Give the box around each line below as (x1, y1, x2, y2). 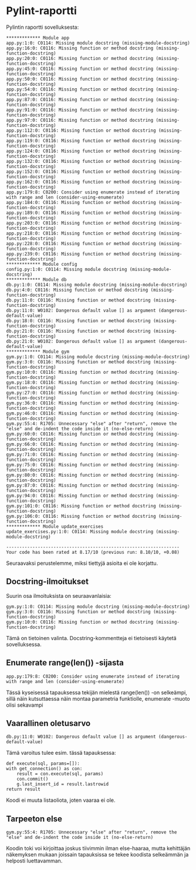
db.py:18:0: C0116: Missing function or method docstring (6, 317, 151, 324)
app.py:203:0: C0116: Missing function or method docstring (6, 220, 157, 226)
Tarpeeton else (6, 814, 63, 824)
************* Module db (6, 276, 67, 283)
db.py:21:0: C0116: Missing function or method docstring (6, 328, 151, 334)
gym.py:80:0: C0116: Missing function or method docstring (6, 472, 154, 478)
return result (6, 787, 41, 792)
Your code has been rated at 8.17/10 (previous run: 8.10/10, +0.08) (6, 549, 180, 555)
